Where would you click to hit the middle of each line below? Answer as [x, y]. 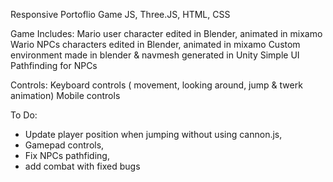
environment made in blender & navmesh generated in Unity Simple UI [155, 55]
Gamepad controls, [64, 145]
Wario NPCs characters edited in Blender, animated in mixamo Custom [155, 44]
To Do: [24, 115]
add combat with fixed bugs [82, 166]
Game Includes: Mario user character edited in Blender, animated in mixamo [166, 33]
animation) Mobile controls [65, 95]
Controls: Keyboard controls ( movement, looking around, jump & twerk [156, 85]
